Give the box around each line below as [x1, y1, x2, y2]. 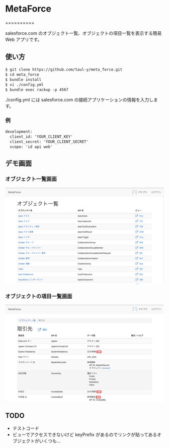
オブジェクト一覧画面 [5, 176, 57, 183]
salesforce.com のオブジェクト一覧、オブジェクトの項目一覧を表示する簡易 [5, 30, 162, 36]
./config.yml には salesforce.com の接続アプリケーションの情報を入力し [5, 96, 154, 102]
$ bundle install [5, 77, 42, 82]
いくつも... [39, 438, 61, 444]
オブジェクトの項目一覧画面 [5, 293, 72, 300]
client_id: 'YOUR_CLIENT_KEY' [10, 134, 73, 139]
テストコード [12, 425, 39, 431]
